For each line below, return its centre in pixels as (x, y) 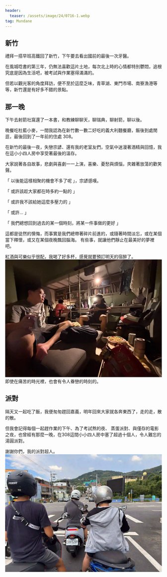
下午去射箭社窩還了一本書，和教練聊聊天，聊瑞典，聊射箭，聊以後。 (75, 120)
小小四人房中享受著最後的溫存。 (46, 153)
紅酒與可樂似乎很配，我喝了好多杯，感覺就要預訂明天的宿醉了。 (70, 257)
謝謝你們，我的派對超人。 (31, 451)
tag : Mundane (19, 21)
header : (13, 10)
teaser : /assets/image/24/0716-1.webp (50, 16)
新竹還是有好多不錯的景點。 (42, 90)
